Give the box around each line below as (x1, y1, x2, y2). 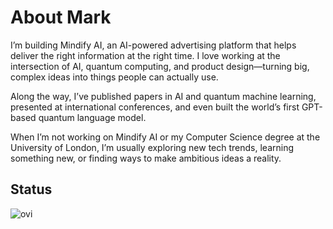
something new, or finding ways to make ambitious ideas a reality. (10, 152, 282, 164)
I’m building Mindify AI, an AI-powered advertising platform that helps (10, 39, 297, 51)
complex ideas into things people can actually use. (10, 71, 219, 83)
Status (10, 181, 53, 198)
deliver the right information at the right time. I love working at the (10, 49, 281, 61)
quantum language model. (38, 111, 147, 123)
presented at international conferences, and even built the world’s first (10, 101, 300, 113)
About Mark (10, 6, 112, 29)
